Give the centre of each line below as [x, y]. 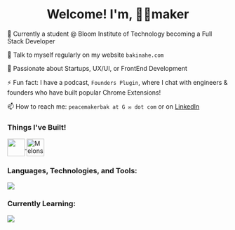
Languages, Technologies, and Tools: [73, 171]
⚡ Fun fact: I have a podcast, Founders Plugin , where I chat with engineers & [117, 82]
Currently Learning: [41, 204]
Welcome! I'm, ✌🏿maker [118, 14]
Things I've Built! [37, 127]
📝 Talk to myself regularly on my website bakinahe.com [86, 55]
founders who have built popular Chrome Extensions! [84, 92]
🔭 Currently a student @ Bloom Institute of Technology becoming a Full [110, 34]
